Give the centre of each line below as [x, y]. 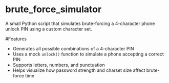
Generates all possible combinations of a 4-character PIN [73, 48]
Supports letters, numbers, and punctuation [59, 65]
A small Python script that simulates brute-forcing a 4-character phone [80, 23]
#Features [16, 39]
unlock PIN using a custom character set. [49, 29]
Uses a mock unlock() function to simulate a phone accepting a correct [88, 54]
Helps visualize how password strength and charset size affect [79, 70]
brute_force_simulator [54, 9]
